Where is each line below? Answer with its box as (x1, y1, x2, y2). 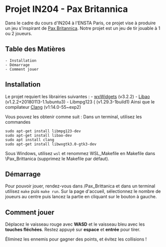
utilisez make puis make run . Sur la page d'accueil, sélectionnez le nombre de (5, 188, 161, 194)
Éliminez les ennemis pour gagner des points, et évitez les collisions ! (5, 236, 147, 242)
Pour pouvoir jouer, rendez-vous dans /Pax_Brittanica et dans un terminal (5, 183, 156, 189)
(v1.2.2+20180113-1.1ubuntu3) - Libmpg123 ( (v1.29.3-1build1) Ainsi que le (5, 98, 155, 105)
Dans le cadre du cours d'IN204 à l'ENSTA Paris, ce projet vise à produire (5, 20, 156, 26)
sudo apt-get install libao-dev (5, 133, 72, 138)
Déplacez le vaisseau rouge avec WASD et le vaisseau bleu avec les (5, 221, 145, 227)
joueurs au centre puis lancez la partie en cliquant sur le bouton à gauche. (5, 194, 157, 200)
